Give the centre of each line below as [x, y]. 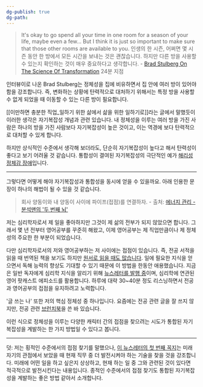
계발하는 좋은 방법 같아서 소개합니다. [60, 378]
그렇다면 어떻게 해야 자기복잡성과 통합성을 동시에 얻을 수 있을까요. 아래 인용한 [97, 181]
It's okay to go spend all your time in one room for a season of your [105, 35]
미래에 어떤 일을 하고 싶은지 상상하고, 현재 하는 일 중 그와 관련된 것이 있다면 [103, 362]
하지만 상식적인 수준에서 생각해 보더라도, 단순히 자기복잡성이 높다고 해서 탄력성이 [101, 147]
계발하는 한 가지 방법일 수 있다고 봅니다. [74, 329]
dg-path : [17, 18]
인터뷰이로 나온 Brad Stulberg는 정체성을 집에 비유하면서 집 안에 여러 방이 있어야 [101, 84]
